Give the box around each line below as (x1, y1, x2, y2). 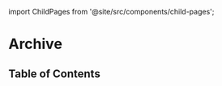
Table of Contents (8, 67, 101, 80)
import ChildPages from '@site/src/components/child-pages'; (8, 7, 215, 16)
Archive (8, 35, 63, 53)
